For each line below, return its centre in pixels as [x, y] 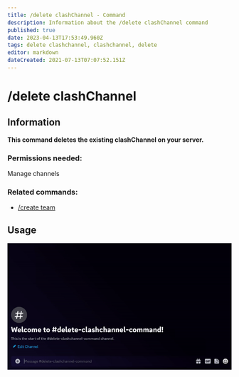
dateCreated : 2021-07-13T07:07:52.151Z [67, 61]
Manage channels [33, 174]
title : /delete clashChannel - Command [67, 15]
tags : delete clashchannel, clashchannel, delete [83, 45]
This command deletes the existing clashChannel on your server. [106, 140]
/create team [36, 207]
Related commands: [43, 192]
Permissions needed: [45, 158]
